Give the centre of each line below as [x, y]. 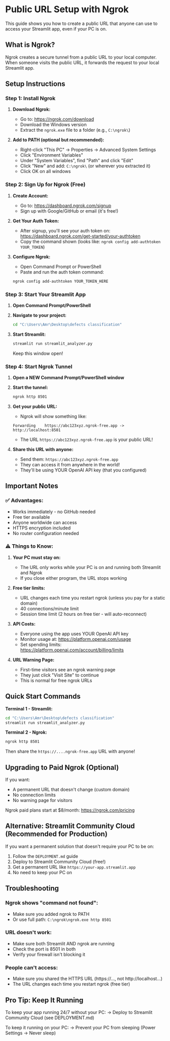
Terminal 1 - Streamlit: [29, 708]
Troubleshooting [32, 888]
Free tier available [31, 517]
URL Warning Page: [33, 660]
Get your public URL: [35, 406]
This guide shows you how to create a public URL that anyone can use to [81, 23]
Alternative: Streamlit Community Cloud [70, 826]
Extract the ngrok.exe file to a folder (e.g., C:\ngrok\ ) [75, 130]
